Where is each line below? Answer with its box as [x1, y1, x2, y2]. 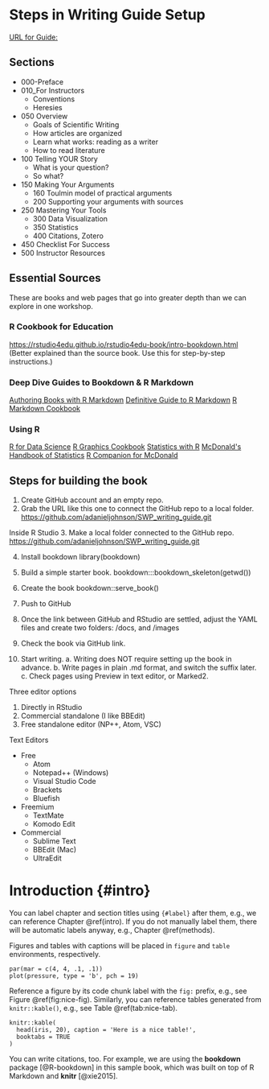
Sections [9, 56, 55, 69]
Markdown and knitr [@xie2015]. [9, 1071, 119, 1081]
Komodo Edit [32, 819, 75, 829]
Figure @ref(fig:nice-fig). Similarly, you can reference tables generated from [9, 995, 262, 1004]
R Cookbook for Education [9, 321, 114, 332]
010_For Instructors [20, 85, 85, 95]
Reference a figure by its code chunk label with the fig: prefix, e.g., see [9, 986, 247, 996]
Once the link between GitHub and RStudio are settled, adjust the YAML [20, 614, 258, 625]
